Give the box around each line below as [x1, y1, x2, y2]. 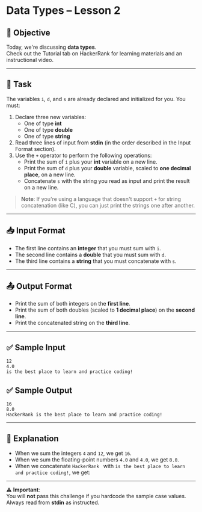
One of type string [23, 132, 70, 140]
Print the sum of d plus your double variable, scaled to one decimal [23, 164, 191, 171]
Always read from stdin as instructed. [6, 499, 100, 506]
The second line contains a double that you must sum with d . [14, 251, 167, 258]
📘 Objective [6, 28, 50, 38]
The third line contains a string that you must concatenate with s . [14, 257, 177, 265]
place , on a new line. [23, 171, 76, 178]
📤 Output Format [6, 281, 72, 292]
